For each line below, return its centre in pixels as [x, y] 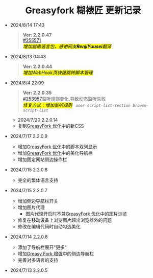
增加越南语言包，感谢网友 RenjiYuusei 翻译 [67, 46]
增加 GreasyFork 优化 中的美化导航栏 [55, 153]
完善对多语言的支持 [38, 260]
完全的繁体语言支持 [38, 180]
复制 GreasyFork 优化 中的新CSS [51, 126]
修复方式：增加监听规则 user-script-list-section [77, 105]
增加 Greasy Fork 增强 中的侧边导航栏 [56, 253]
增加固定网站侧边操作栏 [42, 159]
